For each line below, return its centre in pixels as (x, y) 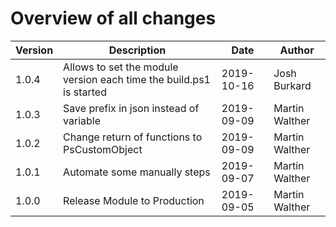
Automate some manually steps (137, 172)
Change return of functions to (133, 137)
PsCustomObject (103, 149)
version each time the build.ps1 (137, 79)
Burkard (292, 85)
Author (297, 50)
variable (82, 120)
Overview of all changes (113, 18)
